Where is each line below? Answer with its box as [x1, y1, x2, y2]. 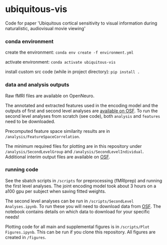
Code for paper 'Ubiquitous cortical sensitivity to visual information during [5, 20, 158, 26]
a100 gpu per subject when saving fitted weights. [5, 188, 106, 194]
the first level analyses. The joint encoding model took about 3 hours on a [5, 183, 157, 189]
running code [5, 166, 38, 173]
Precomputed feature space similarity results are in [5, 128, 110, 134]
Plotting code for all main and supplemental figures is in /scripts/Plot [5, 223, 150, 229]
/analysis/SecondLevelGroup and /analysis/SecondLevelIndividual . [5, 148, 144, 154]
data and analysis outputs [5, 81, 70, 88]
